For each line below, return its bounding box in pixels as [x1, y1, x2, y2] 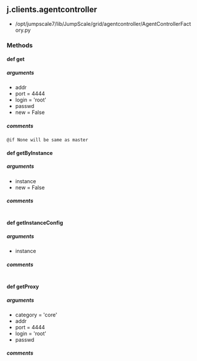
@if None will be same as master [6, 137, 89, 143]
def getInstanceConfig [6, 220, 63, 227]
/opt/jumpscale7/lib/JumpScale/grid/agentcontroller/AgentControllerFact [15, 20, 191, 27]
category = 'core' [15, 311, 57, 318]
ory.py [15, 26, 31, 33]
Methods [6, 41, 33, 49]
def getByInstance [6, 149, 53, 156]
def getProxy [6, 283, 39, 290]
